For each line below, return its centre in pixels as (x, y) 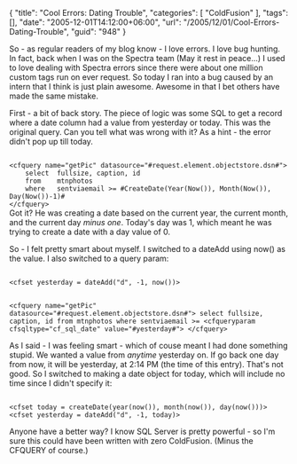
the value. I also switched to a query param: (89, 258)
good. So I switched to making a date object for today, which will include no (147, 374)
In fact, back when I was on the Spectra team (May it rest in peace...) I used (147, 58)
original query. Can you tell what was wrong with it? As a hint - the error (141, 132)
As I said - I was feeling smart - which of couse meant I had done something (148, 346)
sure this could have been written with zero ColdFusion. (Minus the (132, 441)
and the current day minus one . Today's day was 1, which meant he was (141, 222)
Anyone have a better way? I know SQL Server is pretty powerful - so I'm (142, 431)
